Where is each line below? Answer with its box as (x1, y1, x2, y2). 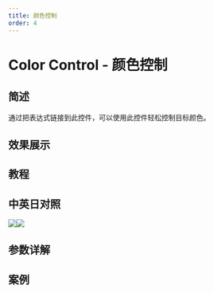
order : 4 (8, 19, 37, 27)
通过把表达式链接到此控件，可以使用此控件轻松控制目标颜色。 (8, 112, 211, 122)
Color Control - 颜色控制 (8, 56, 169, 74)
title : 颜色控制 (8, 11, 57, 20)
